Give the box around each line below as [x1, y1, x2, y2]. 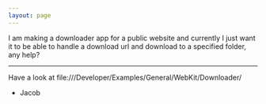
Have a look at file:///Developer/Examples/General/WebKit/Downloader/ [8, 72, 242, 82]
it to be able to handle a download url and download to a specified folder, [8, 41, 247, 51]
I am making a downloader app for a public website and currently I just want [8, 33, 256, 43]
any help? [8, 50, 40, 59]
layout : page [8, 11, 51, 20]
